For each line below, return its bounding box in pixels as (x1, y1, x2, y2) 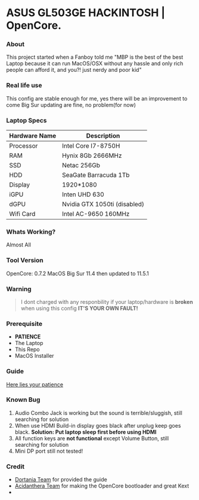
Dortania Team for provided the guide (14, 476, 107, 483)
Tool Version (6, 256, 43, 264)
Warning (6, 285, 32, 293)
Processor (9, 142, 38, 150)
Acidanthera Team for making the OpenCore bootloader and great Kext (14, 482, 189, 490)
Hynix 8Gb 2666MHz (61, 151, 122, 160)
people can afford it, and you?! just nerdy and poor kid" (6, 66, 142, 74)
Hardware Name (9, 132, 57, 140)
